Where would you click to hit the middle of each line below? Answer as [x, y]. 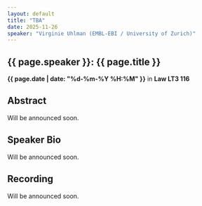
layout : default [31, 14]
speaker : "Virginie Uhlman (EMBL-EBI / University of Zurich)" [102, 33]
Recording [31, 179]
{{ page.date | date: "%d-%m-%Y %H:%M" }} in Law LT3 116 [99, 79]
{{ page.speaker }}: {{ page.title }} [84, 62]
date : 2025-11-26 [33, 27]
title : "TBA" [26, 20]
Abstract [27, 101]
